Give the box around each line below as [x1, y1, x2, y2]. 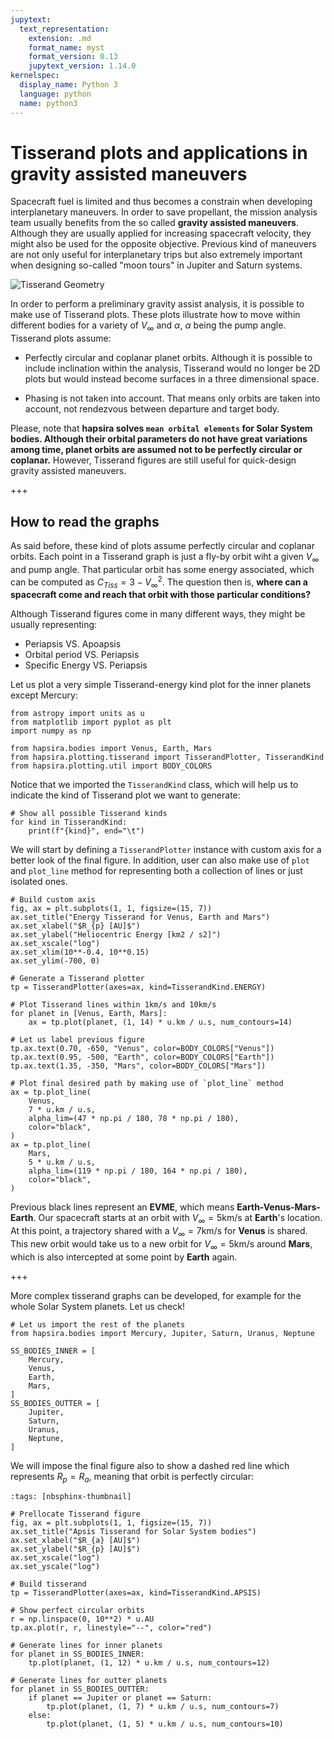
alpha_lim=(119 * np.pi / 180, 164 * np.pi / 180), [28, 1166, 248, 1176]
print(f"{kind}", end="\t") [28, 826, 145, 836]
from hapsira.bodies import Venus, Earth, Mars [10, 744, 213, 754]
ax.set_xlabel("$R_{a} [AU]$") [10, 1536, 141, 1546]
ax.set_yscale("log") [10, 1562, 101, 1572]
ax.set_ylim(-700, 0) [10, 956, 101, 966]
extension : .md [28, 33, 92, 43]
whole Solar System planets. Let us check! [10, 1300, 185, 1312]
